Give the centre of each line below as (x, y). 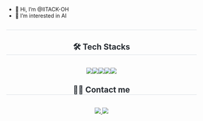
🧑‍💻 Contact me (101, 89)
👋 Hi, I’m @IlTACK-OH (42, 9)
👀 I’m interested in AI (41, 16)
